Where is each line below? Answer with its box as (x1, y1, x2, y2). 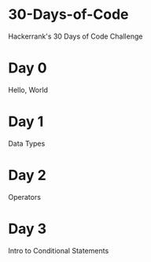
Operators (8, 192, 42, 201)
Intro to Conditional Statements (8, 245, 109, 255)
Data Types (8, 138, 46, 148)
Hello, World (8, 85, 49, 94)
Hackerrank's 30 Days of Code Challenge (8, 31, 143, 41)
